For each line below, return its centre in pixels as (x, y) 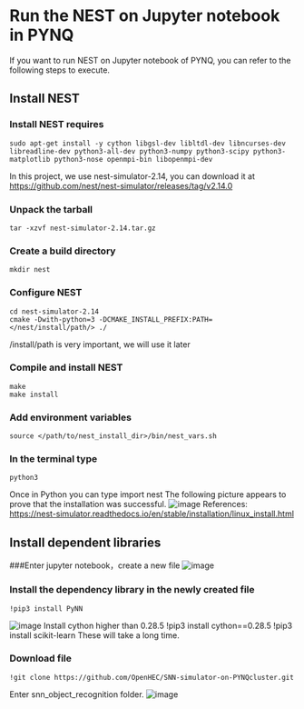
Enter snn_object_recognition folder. (77, 694)
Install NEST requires (57, 125)
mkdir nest (30, 270)
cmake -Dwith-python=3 (52, 319)
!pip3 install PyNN (46, 609)
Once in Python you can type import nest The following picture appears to (148, 494)
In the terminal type (54, 459)
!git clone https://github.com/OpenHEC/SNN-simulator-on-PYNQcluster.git (152, 677)
